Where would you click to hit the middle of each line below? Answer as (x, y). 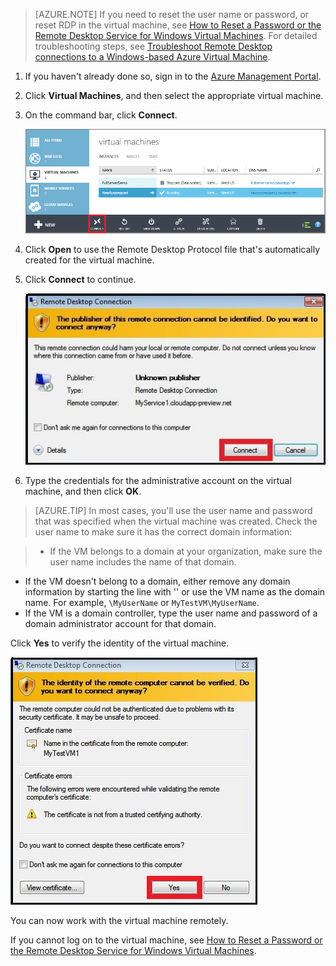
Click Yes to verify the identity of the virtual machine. (120, 643)
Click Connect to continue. (80, 279)
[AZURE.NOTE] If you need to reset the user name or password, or (172, 14)
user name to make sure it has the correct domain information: (163, 532)
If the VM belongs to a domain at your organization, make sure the (186, 551)
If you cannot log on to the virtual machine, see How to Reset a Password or (166, 940)
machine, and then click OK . (83, 491)
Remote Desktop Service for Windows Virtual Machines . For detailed (176, 35)
